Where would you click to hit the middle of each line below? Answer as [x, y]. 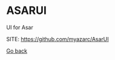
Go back [17, 51]
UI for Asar [20, 27]
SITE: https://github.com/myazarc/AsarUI [57, 39]
